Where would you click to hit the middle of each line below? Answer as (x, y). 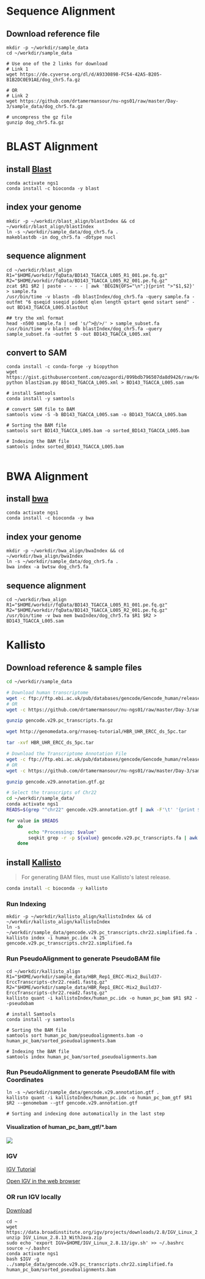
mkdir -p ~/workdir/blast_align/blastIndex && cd (71, 221)
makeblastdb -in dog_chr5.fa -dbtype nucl (61, 237)
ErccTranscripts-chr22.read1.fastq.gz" (57, 982)
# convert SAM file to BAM (41, 409)
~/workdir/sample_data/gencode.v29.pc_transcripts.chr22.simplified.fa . (102, 933)
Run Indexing (26, 904)
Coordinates (25, 1079)
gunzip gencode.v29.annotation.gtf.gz (56, 782)
